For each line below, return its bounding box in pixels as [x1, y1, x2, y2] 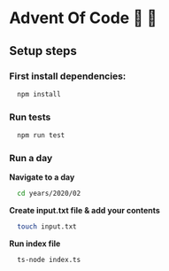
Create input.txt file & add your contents [9, 205, 161, 216]
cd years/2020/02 [17, 190, 81, 198]
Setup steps [9, 43, 77, 58]
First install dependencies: [9, 70, 127, 82]
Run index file [9, 238, 61, 249]
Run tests [9, 111, 51, 123]
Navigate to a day [9, 172, 75, 182]
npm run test [17, 131, 65, 140]
